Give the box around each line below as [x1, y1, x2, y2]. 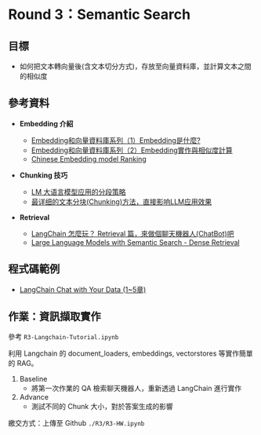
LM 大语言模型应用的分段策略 [31, 187, 127, 196]
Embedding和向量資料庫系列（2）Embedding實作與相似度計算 [31, 145, 233, 155]
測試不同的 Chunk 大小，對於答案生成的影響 [31, 402, 174, 411]
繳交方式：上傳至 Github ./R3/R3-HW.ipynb [8, 419, 145, 428]
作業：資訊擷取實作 [8, 310, 101, 324]
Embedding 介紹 [19, 119, 74, 128]
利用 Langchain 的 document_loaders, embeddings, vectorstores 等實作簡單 [8, 349, 253, 358]
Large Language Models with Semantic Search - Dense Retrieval [31, 237, 241, 247]
